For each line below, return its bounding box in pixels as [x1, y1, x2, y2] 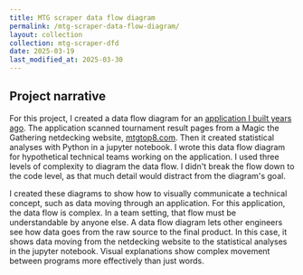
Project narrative [9, 89, 107, 104]
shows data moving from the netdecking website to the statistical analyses [9, 236, 288, 247]
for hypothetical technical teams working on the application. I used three [9, 151, 279, 162]
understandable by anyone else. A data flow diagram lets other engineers [9, 216, 283, 227]
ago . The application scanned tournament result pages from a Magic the [9, 122, 279, 133]
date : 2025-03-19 [9, 47, 75, 56]
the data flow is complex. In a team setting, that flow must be [9, 207, 237, 218]
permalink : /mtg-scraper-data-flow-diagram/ [9, 22, 180, 31]
